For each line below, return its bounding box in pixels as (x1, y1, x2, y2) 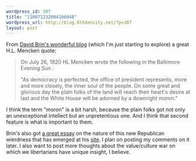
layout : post (6, 25, 38, 31)
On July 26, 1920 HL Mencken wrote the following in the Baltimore (20, 59, 180, 66)
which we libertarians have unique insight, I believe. (6, 149, 130, 156)
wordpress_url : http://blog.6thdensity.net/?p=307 (6, 19, 132, 25)
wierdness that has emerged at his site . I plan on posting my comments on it (6, 136, 190, 143)
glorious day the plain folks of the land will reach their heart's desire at (20, 88, 191, 95)
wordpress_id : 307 (6, 8, 51, 15)
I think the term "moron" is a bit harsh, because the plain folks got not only (6, 106, 185, 113)
